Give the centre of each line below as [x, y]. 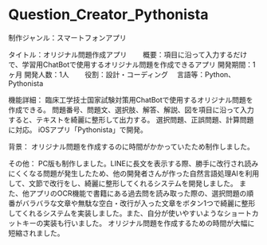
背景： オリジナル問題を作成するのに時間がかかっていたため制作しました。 [132, 146]
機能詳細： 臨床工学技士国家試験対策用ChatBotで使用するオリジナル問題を [131, 99]
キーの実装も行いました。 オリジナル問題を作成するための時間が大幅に [138, 223]
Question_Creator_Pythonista [108, 15]
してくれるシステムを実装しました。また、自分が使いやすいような [116, 213]
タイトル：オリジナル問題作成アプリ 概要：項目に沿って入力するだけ [128, 54]
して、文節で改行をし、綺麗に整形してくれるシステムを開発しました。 [123, 183]
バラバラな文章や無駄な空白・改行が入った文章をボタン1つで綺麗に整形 [139, 203]
